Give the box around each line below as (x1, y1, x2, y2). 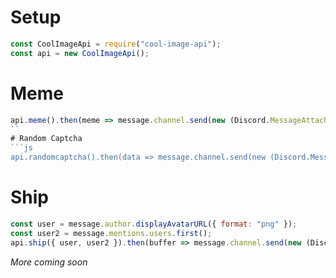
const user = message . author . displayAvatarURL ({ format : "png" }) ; (10, 219, 298, 229)
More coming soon (10, 256, 88, 268)
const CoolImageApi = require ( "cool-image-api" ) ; (10, 39, 222, 49)
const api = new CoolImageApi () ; (10, 48, 150, 58)
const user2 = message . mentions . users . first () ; (10, 228, 213, 238)
